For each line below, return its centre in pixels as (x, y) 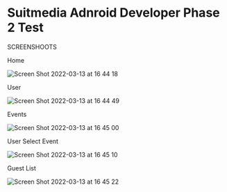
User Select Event (33, 141)
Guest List (22, 168)
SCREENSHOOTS (32, 47)
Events (17, 114)
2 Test (25, 27)
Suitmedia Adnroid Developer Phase (113, 13)
